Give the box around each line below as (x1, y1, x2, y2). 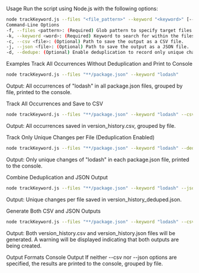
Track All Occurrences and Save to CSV (6, 100, 104, 107)
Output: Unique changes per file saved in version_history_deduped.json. (6, 195, 182, 203)
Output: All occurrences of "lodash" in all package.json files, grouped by (6, 82, 183, 89)
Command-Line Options (6, 22, 60, 28)
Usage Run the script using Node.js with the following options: (6, 5, 158, 12)
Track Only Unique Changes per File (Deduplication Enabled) (6, 133, 155, 141)
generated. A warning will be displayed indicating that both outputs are (6, 236, 179, 243)
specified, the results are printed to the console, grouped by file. (6, 260, 163, 267)
